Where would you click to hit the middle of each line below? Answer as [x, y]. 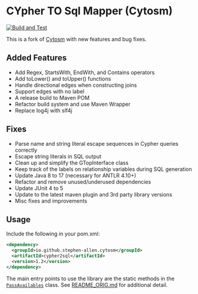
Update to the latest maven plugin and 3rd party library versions [93, 194]
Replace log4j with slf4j [44, 110]
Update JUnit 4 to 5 [39, 188]
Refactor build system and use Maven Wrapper [72, 104]
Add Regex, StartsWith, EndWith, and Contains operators [85, 72]
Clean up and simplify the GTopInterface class [72, 163]
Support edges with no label [49, 91]
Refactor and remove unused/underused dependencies [83, 182]
